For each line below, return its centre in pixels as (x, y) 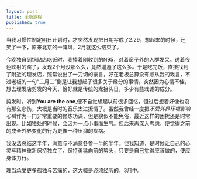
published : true (26, 22)
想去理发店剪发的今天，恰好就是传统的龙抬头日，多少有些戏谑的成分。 (91, 89)
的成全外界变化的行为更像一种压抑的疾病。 (57, 131)
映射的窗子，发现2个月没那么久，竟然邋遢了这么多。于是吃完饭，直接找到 (100, 67)
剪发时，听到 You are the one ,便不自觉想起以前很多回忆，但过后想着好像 (93, 102)
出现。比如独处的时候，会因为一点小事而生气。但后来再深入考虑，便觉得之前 (98, 123)
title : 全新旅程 (24, 17)
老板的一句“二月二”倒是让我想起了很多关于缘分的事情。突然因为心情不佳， (100, 82)
